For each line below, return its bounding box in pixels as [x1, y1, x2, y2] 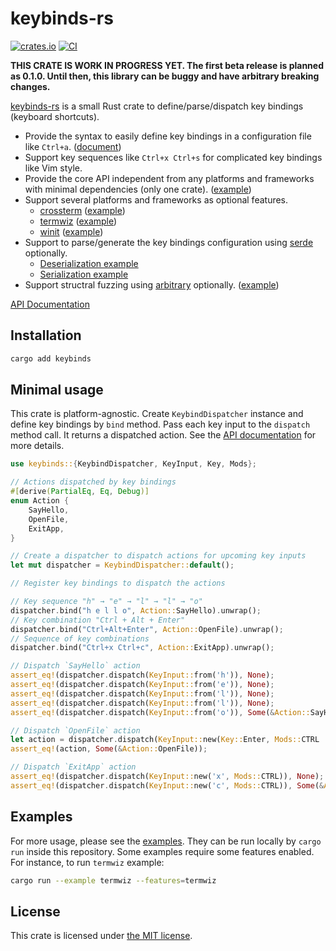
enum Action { [10, 496, 70, 506]
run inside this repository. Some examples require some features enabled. [10, 845, 315, 857]
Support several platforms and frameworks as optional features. [24, 193, 289, 206]
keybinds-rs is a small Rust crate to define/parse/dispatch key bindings [10, 100, 304, 112]
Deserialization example [39, 257, 139, 269]
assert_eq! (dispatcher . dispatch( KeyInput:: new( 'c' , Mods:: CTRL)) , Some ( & [10, 780, 325, 791]
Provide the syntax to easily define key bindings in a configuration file [24, 130, 312, 142]
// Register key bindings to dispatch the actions [10, 578, 226, 589]
